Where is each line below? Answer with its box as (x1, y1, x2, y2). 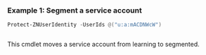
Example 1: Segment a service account (7, 6, 142, 15)
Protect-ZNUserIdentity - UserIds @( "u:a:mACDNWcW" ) (7, 22, 162, 29)
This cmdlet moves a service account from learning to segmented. (7, 40, 200, 49)
